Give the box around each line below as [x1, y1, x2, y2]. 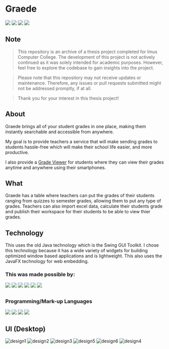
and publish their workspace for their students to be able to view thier [5, 209, 151, 215]
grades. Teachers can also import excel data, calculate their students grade [5, 203, 163, 209]
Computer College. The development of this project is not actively [17, 54, 155, 60]
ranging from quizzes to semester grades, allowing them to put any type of [5, 198, 161, 204]
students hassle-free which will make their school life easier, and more [5, 144, 152, 150]
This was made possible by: [5, 271, 75, 278]
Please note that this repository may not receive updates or [17, 74, 142, 81]
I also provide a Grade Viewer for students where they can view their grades [5, 159, 164, 165]
